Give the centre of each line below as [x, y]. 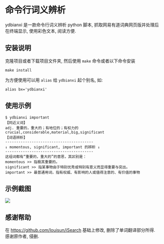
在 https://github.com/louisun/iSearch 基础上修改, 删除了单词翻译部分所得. [80, 230]
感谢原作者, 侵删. [22, 236]
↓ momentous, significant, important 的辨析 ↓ [52, 147]
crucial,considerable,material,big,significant [55, 132]
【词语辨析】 [16, 137]
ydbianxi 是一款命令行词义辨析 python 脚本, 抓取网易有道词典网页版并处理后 [82, 25]
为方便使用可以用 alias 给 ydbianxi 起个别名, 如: [54, 80]
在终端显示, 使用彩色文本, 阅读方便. [41, 31]
